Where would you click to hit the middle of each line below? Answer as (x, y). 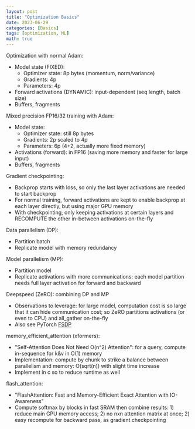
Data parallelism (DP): (32, 230)
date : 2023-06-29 (27, 22)
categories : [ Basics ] (32, 28)
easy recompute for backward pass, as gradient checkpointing (90, 420)
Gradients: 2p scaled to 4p (55, 140)
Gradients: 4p (40, 79)
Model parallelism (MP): (35, 259)
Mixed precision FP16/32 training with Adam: (60, 116)
